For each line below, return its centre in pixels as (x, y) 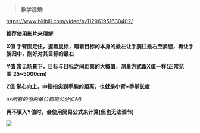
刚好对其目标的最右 (50, 54)
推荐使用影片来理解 (30, 33)
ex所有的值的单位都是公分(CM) (44, 99)
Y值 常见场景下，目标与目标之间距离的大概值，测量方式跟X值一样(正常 (93, 66)
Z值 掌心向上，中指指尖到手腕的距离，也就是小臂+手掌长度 (78, 86)
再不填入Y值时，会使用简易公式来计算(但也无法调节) (70, 112)
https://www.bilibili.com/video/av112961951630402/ (70, 21)
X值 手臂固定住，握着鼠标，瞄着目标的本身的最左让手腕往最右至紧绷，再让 (97, 46)
